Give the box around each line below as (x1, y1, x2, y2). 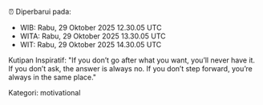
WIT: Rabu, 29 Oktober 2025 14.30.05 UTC (19, 40, 162, 49)
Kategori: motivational (8, 88, 81, 97)
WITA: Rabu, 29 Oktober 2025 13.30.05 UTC (19, 31, 166, 41)
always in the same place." (8, 72, 97, 82)
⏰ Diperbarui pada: (8, 7, 72, 16)
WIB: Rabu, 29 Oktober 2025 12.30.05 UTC (19, 23, 162, 32)
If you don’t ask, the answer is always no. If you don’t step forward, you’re (8, 64, 253, 73)
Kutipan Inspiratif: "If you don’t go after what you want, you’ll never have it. (8, 55, 255, 65)
